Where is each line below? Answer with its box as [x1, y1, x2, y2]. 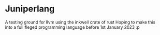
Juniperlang [5, 3, 55, 14]
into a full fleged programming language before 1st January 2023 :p [5, 24, 140, 30]
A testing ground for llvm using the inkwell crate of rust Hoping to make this [5, 19, 156, 25]
